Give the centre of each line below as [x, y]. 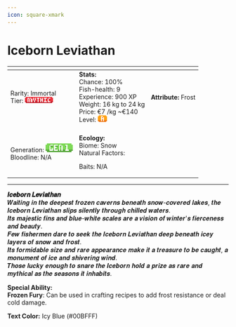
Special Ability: [30, 288]
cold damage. [27, 302]
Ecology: [92, 138]
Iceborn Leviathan [61, 50]
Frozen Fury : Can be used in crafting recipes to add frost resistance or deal [117, 295]
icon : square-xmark [36, 15]
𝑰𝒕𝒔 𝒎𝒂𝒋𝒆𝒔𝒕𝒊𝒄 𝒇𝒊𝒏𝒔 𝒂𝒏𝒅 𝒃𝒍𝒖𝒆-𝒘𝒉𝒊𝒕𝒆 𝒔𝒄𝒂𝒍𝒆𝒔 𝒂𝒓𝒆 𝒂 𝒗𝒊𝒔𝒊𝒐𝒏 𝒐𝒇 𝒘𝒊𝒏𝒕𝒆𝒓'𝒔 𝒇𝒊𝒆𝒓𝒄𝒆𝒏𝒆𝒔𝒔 [116, 218]
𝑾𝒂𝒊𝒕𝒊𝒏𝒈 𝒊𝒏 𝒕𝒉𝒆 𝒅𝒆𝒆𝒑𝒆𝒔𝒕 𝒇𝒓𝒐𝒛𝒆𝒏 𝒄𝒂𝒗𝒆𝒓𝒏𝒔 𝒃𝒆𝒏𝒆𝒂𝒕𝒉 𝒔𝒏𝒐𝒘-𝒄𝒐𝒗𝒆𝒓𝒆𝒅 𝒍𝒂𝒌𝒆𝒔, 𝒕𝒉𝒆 [114, 203]
